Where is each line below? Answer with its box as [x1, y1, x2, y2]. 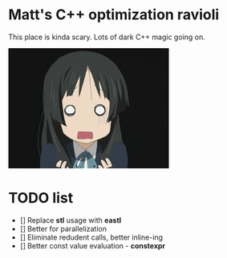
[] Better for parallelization [19, 224, 107, 233]
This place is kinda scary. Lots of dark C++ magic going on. [8, 32, 206, 42]
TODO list [8, 189, 74, 208]
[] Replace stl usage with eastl [19, 215, 122, 225]
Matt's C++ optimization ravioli [8, 6, 220, 24]
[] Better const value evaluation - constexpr [19, 240, 166, 250]
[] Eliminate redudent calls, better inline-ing [19, 232, 163, 242]
